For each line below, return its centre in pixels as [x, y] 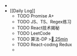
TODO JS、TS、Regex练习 [44, 22]
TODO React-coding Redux [44, 45]
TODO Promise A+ [36, 16]
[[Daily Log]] [22, 11]
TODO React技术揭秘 [38, 28]
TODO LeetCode [34, 33]
